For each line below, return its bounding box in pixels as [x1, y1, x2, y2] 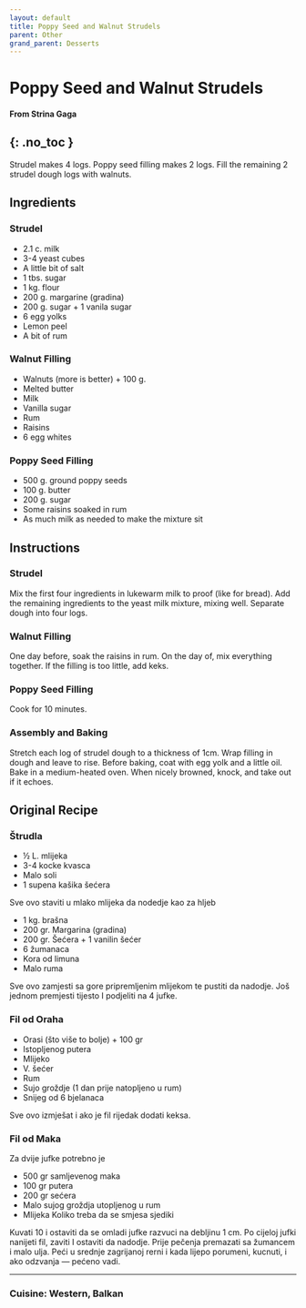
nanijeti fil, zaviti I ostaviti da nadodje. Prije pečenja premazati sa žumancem [9, 1236, 296, 1247]
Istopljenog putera [22, 1043, 92, 1054]
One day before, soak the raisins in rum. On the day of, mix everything [9, 651, 273, 662]
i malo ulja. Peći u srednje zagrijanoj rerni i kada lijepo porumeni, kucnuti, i [9, 1246, 287, 1257]
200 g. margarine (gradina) [22, 291, 125, 302]
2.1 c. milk [22, 243, 60, 254]
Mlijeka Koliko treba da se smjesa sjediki [22, 1209, 175, 1220]
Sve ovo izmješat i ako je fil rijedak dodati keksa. [9, 1110, 191, 1120]
